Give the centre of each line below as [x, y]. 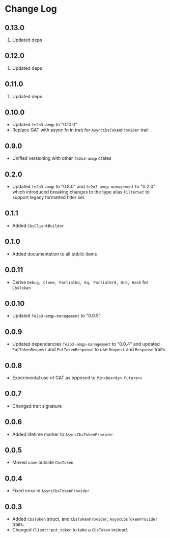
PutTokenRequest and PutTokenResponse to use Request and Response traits [89, 350]
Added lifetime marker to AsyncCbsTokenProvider [63, 434]
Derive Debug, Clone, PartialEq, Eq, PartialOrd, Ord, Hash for [80, 282]
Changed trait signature [37, 406]
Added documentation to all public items [54, 254]
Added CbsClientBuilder [38, 225]
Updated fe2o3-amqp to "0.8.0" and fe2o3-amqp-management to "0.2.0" [84, 187]
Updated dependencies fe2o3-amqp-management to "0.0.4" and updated [86, 344]
